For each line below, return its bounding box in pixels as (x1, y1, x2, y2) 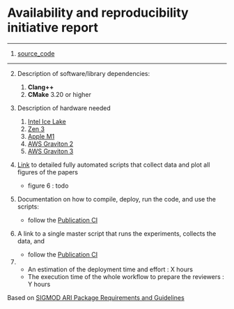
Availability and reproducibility (7, 5, 189, 21)
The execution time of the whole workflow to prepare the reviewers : (27, 272, 224, 280)
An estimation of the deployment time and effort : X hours (27, 265, 194, 273)
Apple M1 (27, 132, 55, 140)
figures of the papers (17, 167, 79, 176)
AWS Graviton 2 (27, 140, 74, 148)
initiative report (7, 20, 99, 36)
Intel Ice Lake (27, 117, 66, 126)
